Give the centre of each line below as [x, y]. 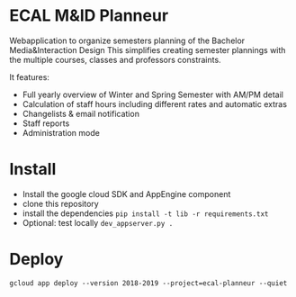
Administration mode [61, 132]
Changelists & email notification [81, 113]
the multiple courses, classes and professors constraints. [116, 59]
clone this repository [60, 203]
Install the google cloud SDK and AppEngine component [126, 193]
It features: [29, 76]
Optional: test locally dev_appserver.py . [98, 222]
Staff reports [46, 123]
